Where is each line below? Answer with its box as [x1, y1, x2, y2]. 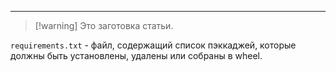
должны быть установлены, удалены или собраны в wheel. [10, 50, 263, 61]
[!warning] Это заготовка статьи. [34, 20, 174, 31]
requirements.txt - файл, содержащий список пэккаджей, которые [10, 39, 297, 51]
